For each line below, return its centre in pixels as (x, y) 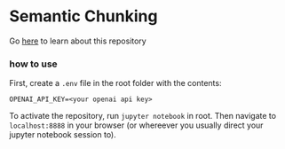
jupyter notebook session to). (63, 135)
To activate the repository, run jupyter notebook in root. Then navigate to (143, 116)
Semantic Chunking (83, 16)
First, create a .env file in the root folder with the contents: (115, 83)
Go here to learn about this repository (78, 41)
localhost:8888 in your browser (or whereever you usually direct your (136, 125)
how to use (33, 64)
